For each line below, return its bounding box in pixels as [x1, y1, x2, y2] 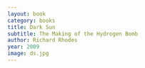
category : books [7, 17, 55, 24]
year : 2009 [7, 43, 40, 50]
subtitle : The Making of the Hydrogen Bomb [7, 30, 139, 38]
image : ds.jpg [7, 50, 50, 57]
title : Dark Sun [7, 23, 55, 30]
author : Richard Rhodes [7, 37, 78, 44]
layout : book [7, 10, 46, 18]
